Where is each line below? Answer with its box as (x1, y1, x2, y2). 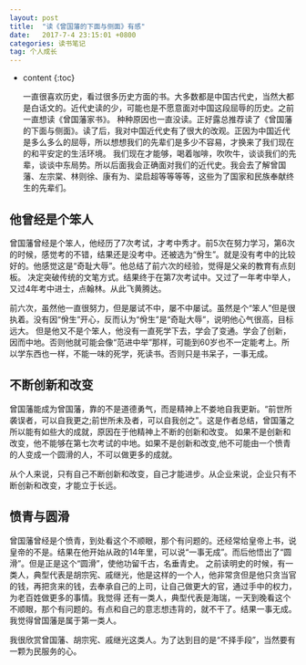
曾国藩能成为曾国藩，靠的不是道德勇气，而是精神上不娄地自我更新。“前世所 (9, 403, 293, 414)
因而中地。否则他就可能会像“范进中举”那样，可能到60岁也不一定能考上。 (9, 337, 282, 348)
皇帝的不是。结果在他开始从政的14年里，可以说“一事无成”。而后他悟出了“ (9, 546, 284, 557)
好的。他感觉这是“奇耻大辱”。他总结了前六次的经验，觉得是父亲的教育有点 (9, 260, 289, 271)
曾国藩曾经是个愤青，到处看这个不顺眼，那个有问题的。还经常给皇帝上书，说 (9, 535, 297, 546)
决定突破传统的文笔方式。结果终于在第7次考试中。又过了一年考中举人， (26, 271, 296, 283)
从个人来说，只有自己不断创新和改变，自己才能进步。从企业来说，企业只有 (9, 468, 289, 479)
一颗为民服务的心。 (9, 645, 82, 657)
